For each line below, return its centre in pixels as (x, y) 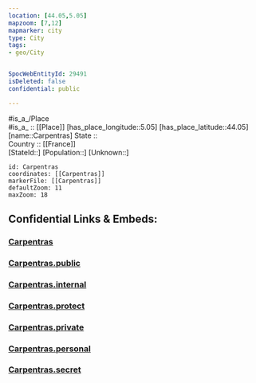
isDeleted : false (37, 81)
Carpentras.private (46, 327)
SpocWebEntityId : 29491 (48, 74)
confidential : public (44, 88)
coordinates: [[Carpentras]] (57, 174)
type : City (26, 38)
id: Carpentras (33, 167)
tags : (17, 45)
